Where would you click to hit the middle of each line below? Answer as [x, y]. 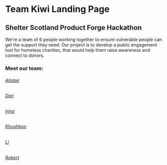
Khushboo [16, 127]
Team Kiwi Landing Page [57, 9]
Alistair [13, 80]
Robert [12, 158]
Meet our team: [24, 68]
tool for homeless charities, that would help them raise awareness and [78, 50]
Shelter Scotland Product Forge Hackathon [73, 28]
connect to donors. [25, 55]
